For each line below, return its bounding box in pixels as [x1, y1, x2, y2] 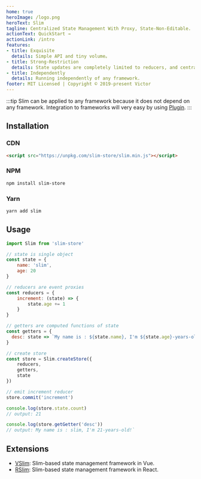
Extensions [6, 444, 49, 454]
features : [6, 42, 31, 48]
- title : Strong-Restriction [6, 59, 79, 65]
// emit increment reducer [6, 389, 74, 395]
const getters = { [6, 328, 52, 335]
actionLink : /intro [6, 36, 55, 42]
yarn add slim [6, 208, 42, 214]
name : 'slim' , [17, 263, 52, 269]
